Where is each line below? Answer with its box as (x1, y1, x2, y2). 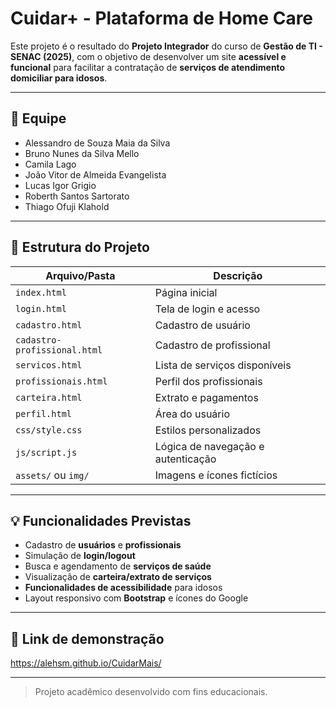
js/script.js (15, 447, 78, 458)
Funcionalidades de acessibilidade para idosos (24, 582, 223, 594)
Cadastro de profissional (154, 338, 271, 352)
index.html (15, 287, 67, 298)
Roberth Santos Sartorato (24, 190, 130, 202)
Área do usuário (154, 407, 230, 421)
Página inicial (154, 285, 218, 299)
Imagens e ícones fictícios (154, 468, 278, 482)
